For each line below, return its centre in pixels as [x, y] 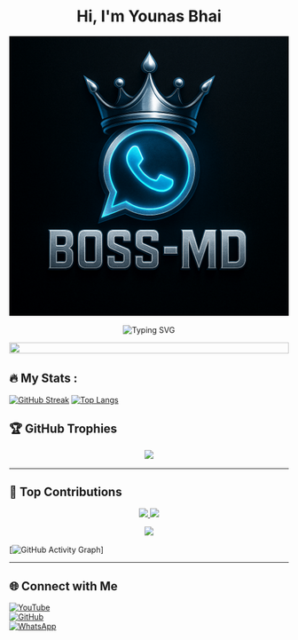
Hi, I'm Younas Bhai [149, 16]
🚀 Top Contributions [66, 491]
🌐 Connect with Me [63, 586]
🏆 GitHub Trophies [63, 429]
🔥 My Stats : [43, 379]
